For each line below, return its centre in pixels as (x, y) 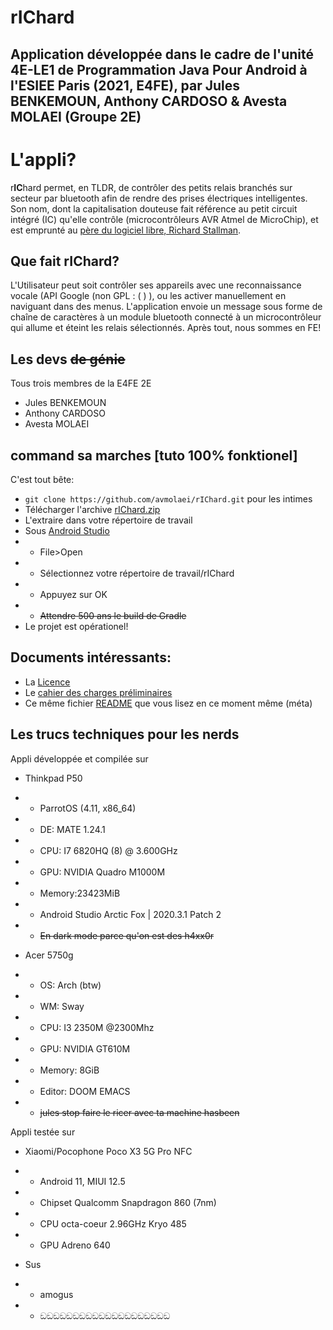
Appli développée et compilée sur (79, 758)
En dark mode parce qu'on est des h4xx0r (127, 935)
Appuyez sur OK (73, 594)
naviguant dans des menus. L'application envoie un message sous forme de (166, 307)
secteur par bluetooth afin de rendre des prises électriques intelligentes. (159, 198)
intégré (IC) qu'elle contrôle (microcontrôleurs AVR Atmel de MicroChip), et (164, 219)
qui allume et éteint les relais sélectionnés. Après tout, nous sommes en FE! (166, 328)
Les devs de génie (68, 359)
